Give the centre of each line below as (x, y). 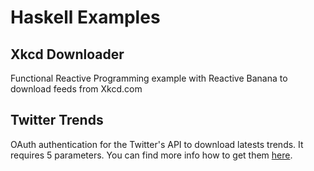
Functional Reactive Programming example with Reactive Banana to (149, 78)
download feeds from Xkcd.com (76, 89)
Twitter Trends (57, 120)
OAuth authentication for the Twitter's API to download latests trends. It (157, 144)
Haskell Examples (85, 17)
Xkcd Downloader (67, 54)
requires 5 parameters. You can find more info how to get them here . (151, 155)
